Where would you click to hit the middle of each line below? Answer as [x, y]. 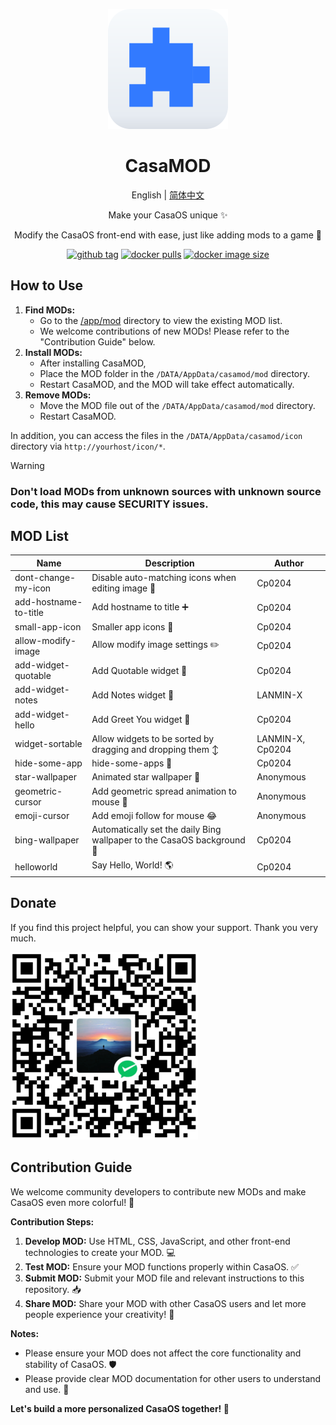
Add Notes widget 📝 [133, 695]
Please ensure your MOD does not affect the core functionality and [163, 1353]
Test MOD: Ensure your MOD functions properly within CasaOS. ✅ [161, 1266]
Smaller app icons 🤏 [132, 626]
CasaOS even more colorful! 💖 [72, 1202]
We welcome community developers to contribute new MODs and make [158, 1191]
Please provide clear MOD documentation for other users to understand [173, 1378]
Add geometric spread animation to [164, 791]
